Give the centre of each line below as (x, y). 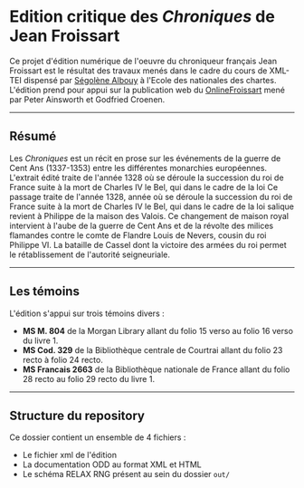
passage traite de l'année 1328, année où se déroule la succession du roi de (151, 196)
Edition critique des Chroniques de (142, 17)
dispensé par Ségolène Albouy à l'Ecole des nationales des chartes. (150, 80)
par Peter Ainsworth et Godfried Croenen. (87, 99)
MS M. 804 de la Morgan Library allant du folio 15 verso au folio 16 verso (158, 330)
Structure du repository (77, 415)
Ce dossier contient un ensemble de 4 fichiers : (98, 437)
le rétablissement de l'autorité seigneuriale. (90, 254)
